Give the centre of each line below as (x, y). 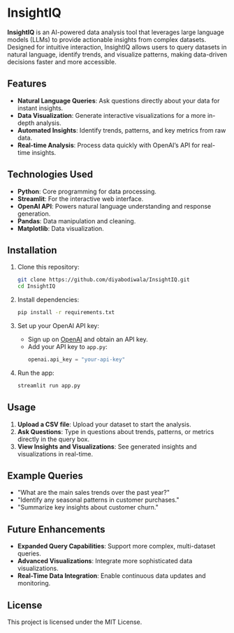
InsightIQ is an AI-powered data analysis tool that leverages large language (116, 32)
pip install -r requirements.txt (66, 313)
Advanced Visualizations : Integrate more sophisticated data (105, 561)
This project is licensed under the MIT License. (75, 622)
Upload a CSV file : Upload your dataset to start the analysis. (104, 424)
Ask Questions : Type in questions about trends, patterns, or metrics (116, 431)
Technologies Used (50, 175)
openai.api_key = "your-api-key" (76, 359)
